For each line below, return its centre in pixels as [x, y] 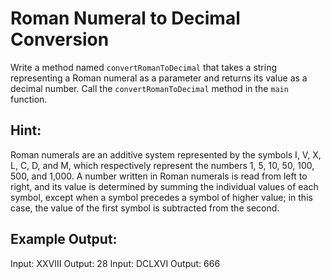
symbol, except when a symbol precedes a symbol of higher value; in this [161, 197]
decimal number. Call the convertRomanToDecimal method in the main [149, 88]
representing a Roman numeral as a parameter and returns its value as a [159, 78]
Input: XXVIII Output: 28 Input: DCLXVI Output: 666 [115, 263]
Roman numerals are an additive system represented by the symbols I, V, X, [166, 154]
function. [29, 99]
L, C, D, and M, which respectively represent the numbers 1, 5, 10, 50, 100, [162, 165]
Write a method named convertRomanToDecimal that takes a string [144, 67]
